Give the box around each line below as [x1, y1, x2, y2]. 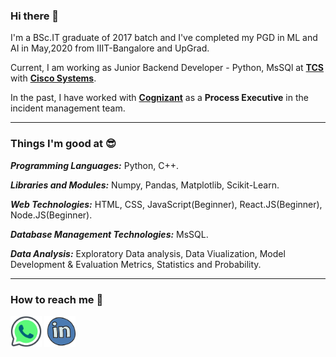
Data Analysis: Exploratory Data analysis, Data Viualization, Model [10, 247, 286, 259]
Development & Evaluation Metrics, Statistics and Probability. [10, 258, 262, 270]
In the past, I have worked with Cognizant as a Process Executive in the [10, 92, 309, 104]
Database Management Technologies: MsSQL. [10, 228, 209, 240]
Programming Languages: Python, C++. [10, 159, 180, 171]
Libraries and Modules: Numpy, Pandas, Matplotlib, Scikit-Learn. [10, 179, 280, 191]
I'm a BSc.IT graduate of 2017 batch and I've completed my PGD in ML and [10, 32, 318, 44]
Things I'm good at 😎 [10, 137, 117, 151]
